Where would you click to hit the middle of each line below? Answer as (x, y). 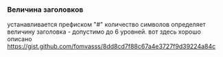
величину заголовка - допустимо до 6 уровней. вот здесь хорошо (104, 32)
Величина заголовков (45, 10)
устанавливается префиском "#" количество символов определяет (106, 25)
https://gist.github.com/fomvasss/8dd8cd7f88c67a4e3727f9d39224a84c (111, 47)
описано (20, 39)
